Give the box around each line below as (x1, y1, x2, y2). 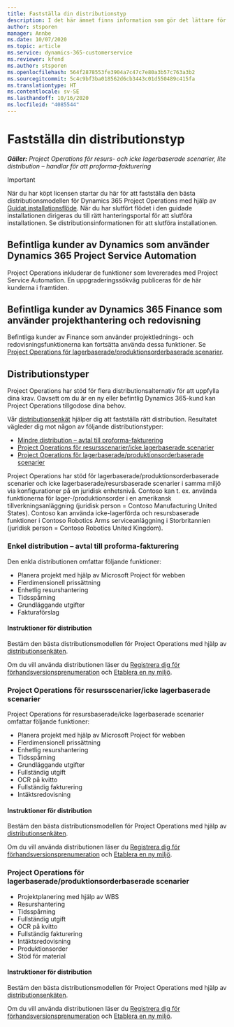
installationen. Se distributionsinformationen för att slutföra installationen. (7, 218, 218, 227)
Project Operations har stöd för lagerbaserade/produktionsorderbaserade (7, 472, 219, 480)
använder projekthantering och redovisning (7, 315, 201, 326)
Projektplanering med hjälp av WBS (17, 892, 119, 900)
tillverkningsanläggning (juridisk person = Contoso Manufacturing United (7, 501, 217, 510)
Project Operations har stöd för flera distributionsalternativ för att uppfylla (7, 387, 219, 395)
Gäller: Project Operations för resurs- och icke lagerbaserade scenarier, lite (7, 155, 226, 163)
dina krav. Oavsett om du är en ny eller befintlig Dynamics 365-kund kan (7, 394, 216, 403)
